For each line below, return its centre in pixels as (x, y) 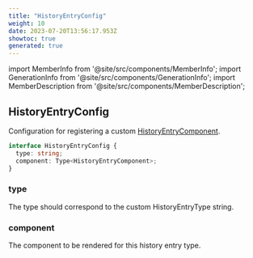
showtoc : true (32, 38)
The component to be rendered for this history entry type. (105, 245)
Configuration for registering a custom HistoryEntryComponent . (114, 131)
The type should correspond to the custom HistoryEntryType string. (121, 206)
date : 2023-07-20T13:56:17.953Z (63, 31)
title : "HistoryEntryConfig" (57, 16)
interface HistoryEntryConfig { (63, 146)
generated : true (36, 46)
